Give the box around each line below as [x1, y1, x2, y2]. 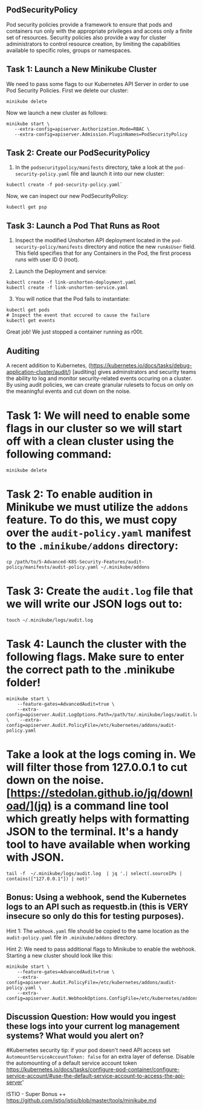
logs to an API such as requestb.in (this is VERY [6, 902, 188, 912]
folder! [6, 676, 41, 689]
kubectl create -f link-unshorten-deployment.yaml [6, 280, 137, 286]
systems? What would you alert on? [6, 1030, 144, 1040]
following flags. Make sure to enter [6, 650, 184, 664]
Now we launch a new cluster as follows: [6, 109, 108, 116]
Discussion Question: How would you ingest [6, 1011, 176, 1022]
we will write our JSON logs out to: [6, 597, 182, 611]
